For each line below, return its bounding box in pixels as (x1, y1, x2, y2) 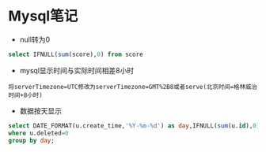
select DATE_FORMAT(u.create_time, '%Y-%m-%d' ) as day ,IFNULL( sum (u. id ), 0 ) (8, 121, 260, 130)
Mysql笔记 (8, 7, 78, 25)
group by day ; (8, 136, 55, 144)
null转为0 (19, 35, 50, 44)
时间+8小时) (8, 91, 44, 99)
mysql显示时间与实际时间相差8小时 (19, 65, 135, 75)
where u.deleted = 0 (8, 129, 69, 137)
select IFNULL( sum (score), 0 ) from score (8, 50, 144, 58)
